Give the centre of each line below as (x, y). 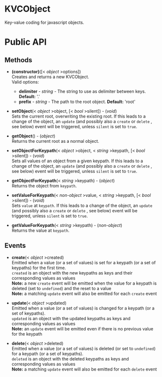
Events (15, 246)
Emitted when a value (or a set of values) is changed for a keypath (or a (83, 308)
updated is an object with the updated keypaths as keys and (71, 318)
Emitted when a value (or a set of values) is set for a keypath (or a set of (84, 262)
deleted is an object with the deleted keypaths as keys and (70, 359)
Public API (26, 42)
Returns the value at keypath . (40, 230)
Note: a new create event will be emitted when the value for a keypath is (84, 283)
